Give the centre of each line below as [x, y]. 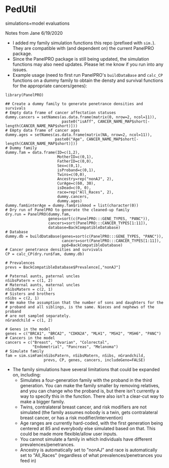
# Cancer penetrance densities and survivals [54, 249]
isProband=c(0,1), [76, 170]
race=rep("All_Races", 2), [86, 192]
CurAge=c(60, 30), [76, 183]
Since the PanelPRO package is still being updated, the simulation [81, 59]
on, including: [27, 375]
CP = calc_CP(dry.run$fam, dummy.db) [45, 254]
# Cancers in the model [30, 338]
